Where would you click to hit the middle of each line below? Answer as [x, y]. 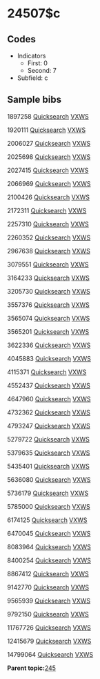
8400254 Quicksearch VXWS [49, 560]
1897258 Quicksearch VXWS [48, 116]
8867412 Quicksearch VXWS [48, 573]
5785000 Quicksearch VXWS [49, 506]
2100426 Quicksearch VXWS [48, 197]
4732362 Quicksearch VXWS [49, 412]
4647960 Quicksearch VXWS [49, 399]
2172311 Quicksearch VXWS [47, 210]
